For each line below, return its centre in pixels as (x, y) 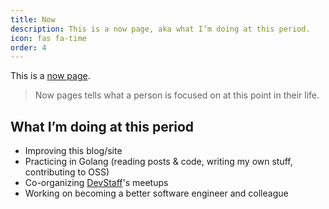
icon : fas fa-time (48, 38)
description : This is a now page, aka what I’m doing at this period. (160, 29)
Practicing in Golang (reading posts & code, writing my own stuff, (158, 162)
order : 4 (28, 47)
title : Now (33, 19)
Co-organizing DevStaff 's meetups (96, 183)
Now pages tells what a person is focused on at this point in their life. (177, 95)
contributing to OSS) (67, 172)
